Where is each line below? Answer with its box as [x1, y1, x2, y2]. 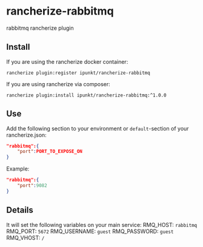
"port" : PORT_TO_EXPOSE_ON [17, 149, 83, 155]
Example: [6, 165, 30, 172]
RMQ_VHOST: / [6, 234, 45, 241]
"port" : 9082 [17, 183, 47, 189]
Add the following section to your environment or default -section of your [6, 124, 189, 132]
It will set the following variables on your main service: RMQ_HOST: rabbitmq [6, 221, 198, 228]
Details [6, 205, 33, 215]
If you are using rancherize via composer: [6, 80, 110, 87]
